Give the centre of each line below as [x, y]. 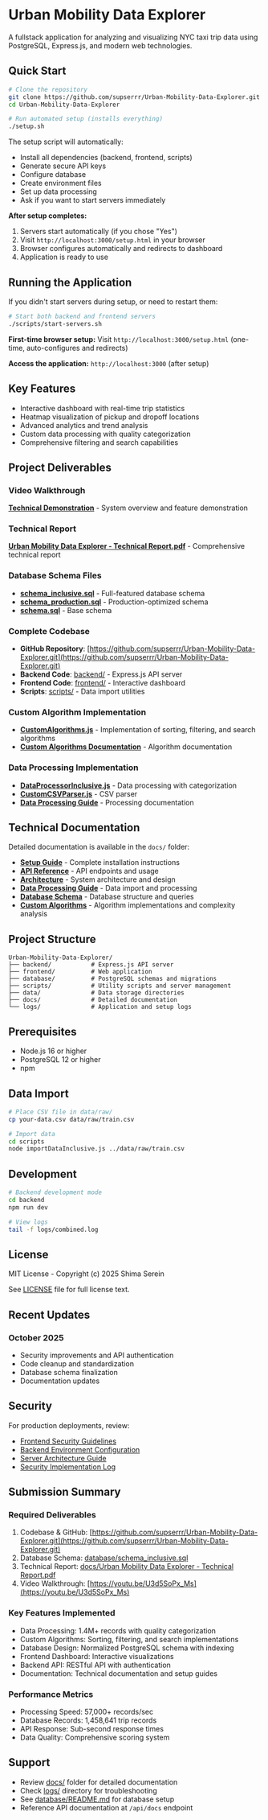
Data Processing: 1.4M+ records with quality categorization [118, 1630]
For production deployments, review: [69, 1425]
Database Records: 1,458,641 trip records [88, 1720]
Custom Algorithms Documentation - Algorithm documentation [126, 747]
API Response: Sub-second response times [92, 1729]
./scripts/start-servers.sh [55, 323]
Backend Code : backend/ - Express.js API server [101, 674]
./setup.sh [26, 126]
